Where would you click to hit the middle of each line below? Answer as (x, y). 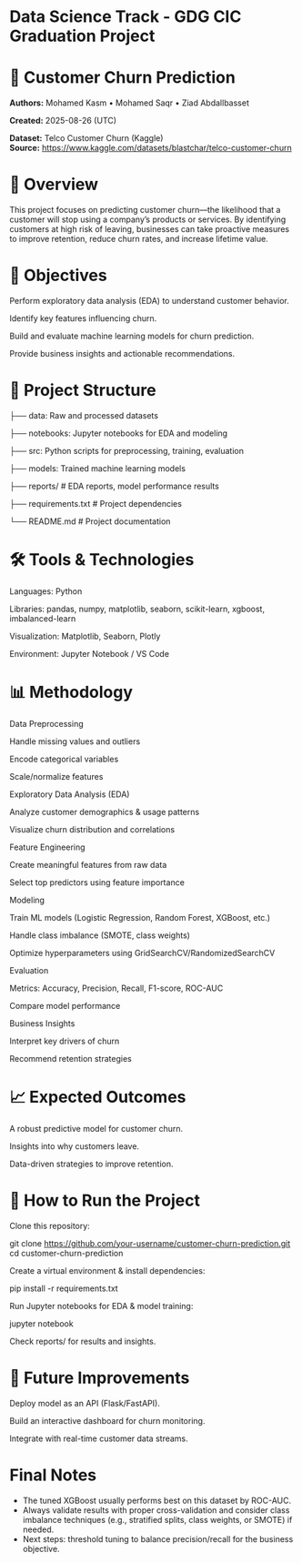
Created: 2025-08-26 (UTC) (63, 121)
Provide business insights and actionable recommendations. (122, 353)
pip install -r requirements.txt (64, 1288)
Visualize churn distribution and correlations (92, 829)
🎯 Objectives (58, 276)
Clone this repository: (50, 1225)
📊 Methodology (71, 692)
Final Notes (53, 1475)
